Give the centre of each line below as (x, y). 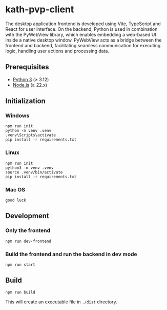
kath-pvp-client (40, 9)
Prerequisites (27, 67)
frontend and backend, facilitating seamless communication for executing (83, 45)
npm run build (20, 292)
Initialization (26, 101)
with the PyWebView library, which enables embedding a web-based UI (81, 34)
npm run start (20, 265)
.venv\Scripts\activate (31, 135)
